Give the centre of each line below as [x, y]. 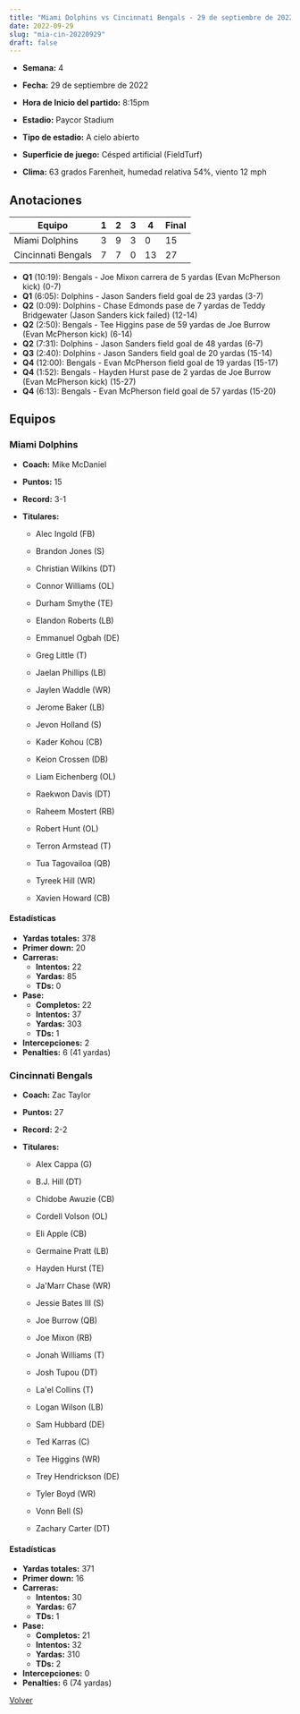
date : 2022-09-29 [42, 26]
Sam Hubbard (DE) [70, 1425]
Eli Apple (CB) [61, 1234]
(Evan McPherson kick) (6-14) [77, 334]
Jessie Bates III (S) [70, 1303]
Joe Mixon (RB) [64, 1338]
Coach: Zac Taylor [56, 1095]
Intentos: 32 [58, 1645]
